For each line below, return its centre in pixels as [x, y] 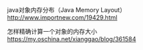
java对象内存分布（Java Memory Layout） [67, 10]
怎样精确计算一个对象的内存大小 [52, 31]
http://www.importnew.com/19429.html [62, 18]
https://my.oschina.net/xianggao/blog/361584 [72, 39]
